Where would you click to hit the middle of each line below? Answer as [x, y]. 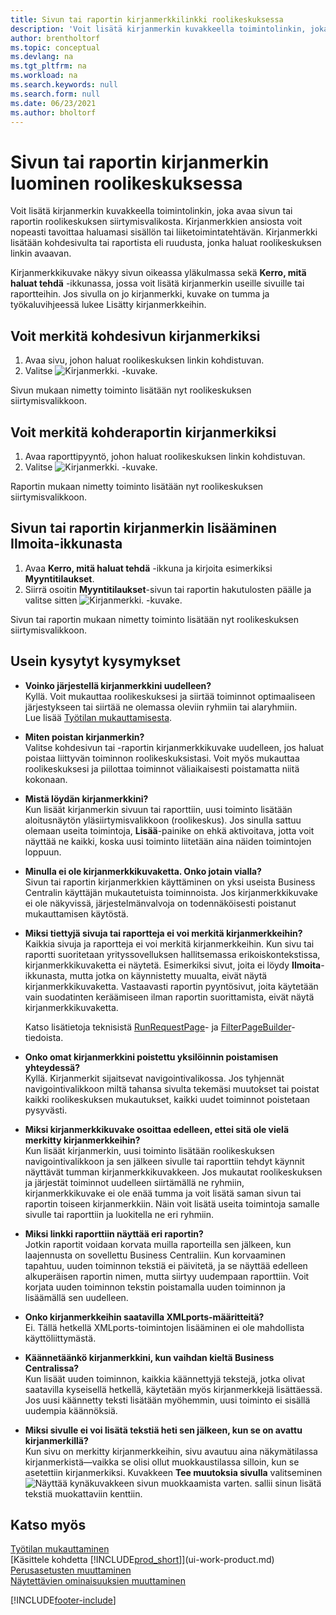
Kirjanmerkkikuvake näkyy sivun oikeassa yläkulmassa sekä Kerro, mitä [158, 273]
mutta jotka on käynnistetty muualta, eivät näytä [168, 975]
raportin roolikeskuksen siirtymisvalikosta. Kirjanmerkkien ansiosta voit [156, 222]
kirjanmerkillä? [56, 1440]
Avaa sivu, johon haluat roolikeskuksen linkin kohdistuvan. [144, 360]
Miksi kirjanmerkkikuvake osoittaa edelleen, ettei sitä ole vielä [157, 1129]
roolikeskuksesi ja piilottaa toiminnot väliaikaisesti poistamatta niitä [162, 768]
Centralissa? [52, 1368]
